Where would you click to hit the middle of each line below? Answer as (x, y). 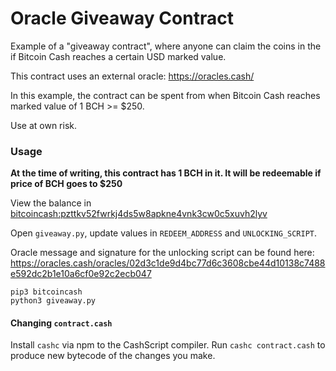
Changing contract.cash (61, 323)
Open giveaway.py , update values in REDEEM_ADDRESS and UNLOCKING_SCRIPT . (164, 233)
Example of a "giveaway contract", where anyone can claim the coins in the (166, 46)
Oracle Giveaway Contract (122, 18)
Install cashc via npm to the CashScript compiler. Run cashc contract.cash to (168, 345)
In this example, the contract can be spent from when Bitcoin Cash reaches (165, 95)
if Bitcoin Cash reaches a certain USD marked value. (118, 56)
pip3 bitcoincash (46, 292)
